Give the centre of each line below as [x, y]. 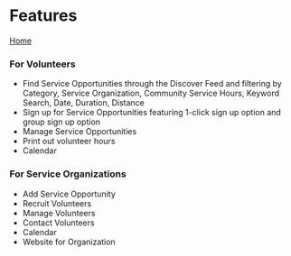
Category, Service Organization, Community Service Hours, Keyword [151, 93]
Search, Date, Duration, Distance [83, 103]
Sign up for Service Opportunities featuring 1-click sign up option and [152, 113]
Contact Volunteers [58, 223]
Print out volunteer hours [69, 142]
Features [43, 16]
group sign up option [61, 122]
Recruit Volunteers [57, 203]
